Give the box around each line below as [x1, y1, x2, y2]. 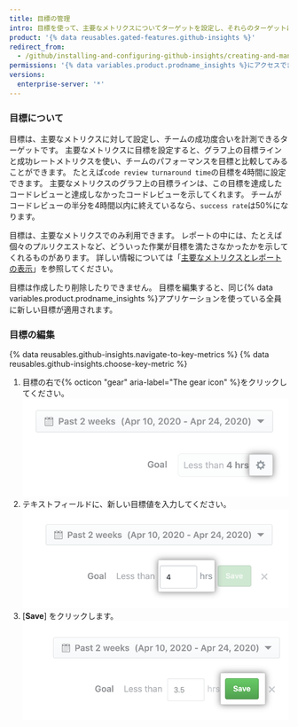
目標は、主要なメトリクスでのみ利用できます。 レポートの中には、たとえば [9, 231, 283, 241]
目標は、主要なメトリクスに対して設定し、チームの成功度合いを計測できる [9, 134, 281, 145]
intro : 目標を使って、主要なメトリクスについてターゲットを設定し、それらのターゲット [9, 23, 287, 33]
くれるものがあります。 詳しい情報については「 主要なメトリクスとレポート [9, 253, 282, 263]
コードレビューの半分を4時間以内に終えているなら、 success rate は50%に [9, 200, 281, 211]
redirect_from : [9, 43, 66, 51]
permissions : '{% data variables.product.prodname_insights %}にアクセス [9, 61, 281, 70]
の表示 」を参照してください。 [9, 263, 118, 274]
